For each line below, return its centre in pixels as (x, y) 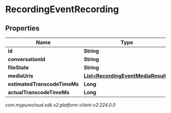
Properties (22, 28)
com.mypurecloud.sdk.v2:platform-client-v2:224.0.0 (61, 105)
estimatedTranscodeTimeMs (43, 84)
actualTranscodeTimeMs (39, 92)
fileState (18, 67)
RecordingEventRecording (62, 9)
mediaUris (21, 76)
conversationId (27, 59)
